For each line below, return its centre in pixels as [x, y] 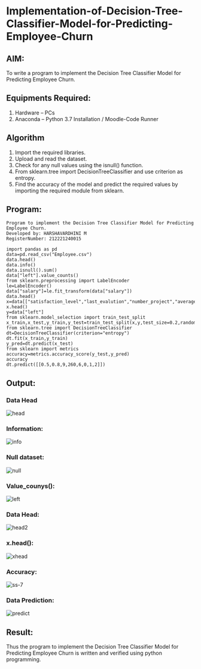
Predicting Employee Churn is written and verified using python [84, 653]
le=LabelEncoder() [29, 286]
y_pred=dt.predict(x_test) [40, 344]
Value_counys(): [31, 486]
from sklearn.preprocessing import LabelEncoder [68, 281]
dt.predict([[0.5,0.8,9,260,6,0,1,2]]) [56, 365]
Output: [21, 383]
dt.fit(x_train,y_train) [37, 339]
